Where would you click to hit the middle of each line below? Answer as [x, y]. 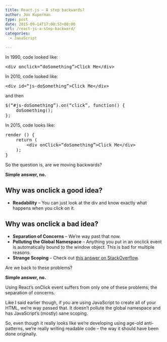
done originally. [21, 334]
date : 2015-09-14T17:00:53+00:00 [40, 24]
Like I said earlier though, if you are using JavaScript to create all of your [81, 302]
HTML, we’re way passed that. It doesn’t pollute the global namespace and [83, 308]
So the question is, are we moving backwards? [54, 165]
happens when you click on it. [44, 208]
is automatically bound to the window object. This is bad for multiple [83, 247]
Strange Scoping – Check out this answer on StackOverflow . [76, 258]
